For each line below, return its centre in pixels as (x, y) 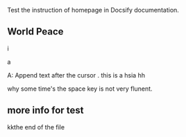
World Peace (35, 31)
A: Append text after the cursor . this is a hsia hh (76, 75)
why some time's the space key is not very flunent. (80, 89)
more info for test (45, 110)
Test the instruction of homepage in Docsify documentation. (93, 10)
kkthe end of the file (36, 127)
